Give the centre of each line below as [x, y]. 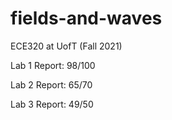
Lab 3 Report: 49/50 [52, 104]
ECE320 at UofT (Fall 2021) [66, 46]
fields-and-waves [86, 18]
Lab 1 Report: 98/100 [53, 65]
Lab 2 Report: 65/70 [51, 84]
